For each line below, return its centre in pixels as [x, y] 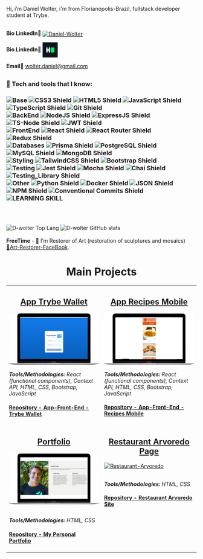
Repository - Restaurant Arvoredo [148, 498]
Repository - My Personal [42, 534]
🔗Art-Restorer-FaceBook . [38, 248]
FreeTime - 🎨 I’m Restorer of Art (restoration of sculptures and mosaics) [96, 241]
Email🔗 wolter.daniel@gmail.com [47, 66]
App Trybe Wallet [54, 302]
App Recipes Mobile [149, 302]
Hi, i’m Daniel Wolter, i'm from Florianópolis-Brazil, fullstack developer [93, 9]
